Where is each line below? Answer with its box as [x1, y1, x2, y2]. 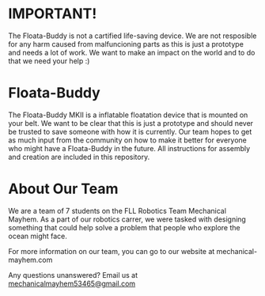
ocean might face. [8, 231, 67, 241]
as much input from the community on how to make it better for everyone [8, 135, 248, 145]
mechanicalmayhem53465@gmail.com [8, 279, 136, 288]
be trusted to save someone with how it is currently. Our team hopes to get [8, 127, 252, 136]
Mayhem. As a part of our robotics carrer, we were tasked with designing [8, 214, 247, 224]
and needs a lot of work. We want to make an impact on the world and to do [8, 47, 256, 57]
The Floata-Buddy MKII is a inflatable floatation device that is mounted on [8, 110, 248, 120]
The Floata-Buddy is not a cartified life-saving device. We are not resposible [8, 31, 257, 40]
